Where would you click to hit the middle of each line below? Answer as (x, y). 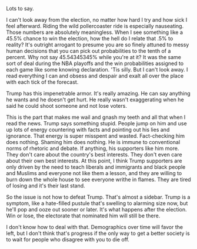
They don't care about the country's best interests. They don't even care (94, 154)
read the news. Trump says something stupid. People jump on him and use (96, 123)
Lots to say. (20, 8)
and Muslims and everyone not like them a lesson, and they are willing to (94, 173)
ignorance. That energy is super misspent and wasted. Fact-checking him (96, 136)
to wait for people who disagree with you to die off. (68, 239)
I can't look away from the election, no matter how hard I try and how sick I (97, 20)
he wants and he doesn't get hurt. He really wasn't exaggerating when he (95, 100)
